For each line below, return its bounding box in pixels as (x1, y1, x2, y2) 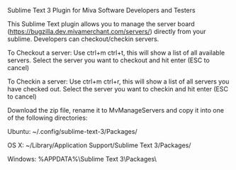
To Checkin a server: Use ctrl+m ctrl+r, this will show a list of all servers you (7, 77, 230, 86)
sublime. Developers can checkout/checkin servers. (7, 35, 159, 43)
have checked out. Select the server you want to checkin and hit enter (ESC (7, 85, 229, 93)
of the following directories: (7, 113, 88, 122)
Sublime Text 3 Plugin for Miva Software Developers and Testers (7, 6, 196, 14)
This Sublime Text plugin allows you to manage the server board (7, 20, 195, 28)
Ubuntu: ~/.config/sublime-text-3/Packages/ (7, 127, 137, 135)
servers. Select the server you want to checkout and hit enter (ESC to (7, 56, 210, 64)
